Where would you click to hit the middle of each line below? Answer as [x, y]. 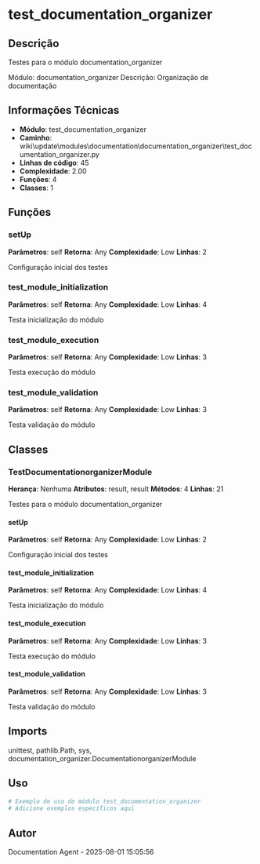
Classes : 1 [36, 188]
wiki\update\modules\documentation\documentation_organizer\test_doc [135, 146]
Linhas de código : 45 [54, 162]
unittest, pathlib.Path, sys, [50, 750]
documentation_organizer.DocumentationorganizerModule [102, 758]
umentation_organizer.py [60, 154]
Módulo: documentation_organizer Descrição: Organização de [108, 77]
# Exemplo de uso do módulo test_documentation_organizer [105, 801]
